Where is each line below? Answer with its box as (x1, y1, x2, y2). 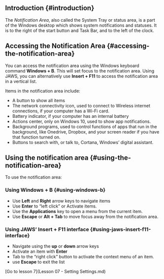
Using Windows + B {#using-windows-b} (5, 187, 106, 194)
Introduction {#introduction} (5, 4, 95, 12)
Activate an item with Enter (12, 248, 67, 254)
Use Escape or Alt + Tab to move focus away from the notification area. (12, 213, 159, 219)
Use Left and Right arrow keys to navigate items (12, 198, 111, 204)
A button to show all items (12, 97, 66, 103)
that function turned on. (12, 134, 61, 140)
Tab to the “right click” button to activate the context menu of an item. (12, 254, 154, 260)
